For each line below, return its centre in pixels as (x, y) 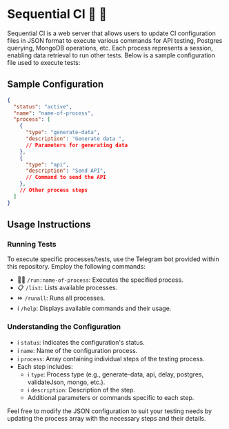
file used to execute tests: (44, 62)
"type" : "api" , (47, 164)
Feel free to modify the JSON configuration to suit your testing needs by (110, 411)
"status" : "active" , (43, 106)
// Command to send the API (66, 178)
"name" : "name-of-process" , (54, 113)
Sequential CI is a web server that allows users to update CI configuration (111, 33)
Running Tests (32, 244)
